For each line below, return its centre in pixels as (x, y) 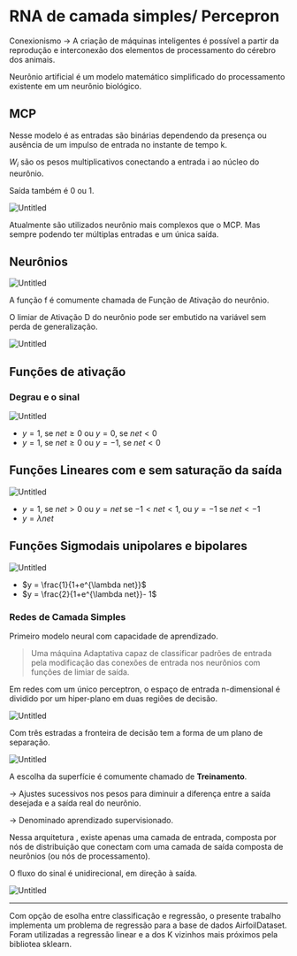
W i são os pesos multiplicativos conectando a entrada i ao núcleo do (134, 163)
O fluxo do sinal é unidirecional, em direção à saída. (103, 873)
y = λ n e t (38, 518)
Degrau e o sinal (45, 397)
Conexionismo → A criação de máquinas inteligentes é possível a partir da (144, 41)
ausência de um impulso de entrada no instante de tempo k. (118, 144)
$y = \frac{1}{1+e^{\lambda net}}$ (84, 585)
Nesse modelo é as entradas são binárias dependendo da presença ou (138, 135)
